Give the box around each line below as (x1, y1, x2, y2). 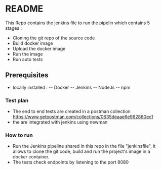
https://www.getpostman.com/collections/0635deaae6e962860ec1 (12, 114, 153, 120)
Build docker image (12, 40, 53, 46)
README (5, 3, 44, 15)
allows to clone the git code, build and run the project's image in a (12, 148, 150, 154)
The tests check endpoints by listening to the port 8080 (12, 159, 129, 165)
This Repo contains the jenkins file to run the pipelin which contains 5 (5, 20, 150, 26)
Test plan (5, 97, 29, 104)
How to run (5, 132, 33, 139)
